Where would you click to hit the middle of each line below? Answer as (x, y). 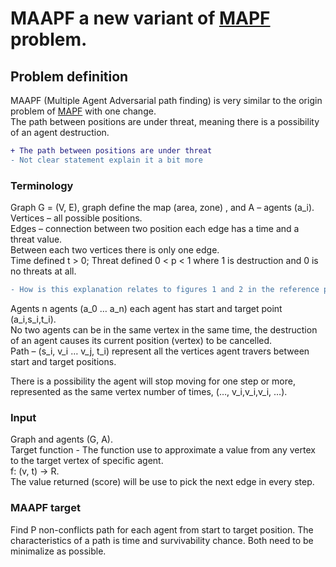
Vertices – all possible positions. (76, 218)
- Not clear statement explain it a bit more (106, 160)
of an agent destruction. (60, 132)
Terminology (42, 185)
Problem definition (69, 76)
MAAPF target (45, 508)
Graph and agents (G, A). (61, 439)
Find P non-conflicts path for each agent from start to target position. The (162, 529)
